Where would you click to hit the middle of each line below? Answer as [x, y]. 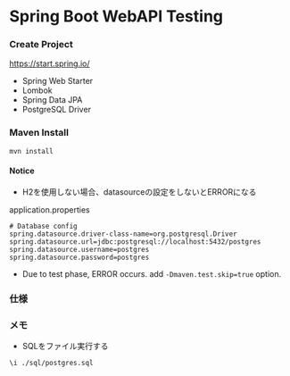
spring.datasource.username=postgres [79, 249]
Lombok [37, 90]
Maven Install [39, 133]
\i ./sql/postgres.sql [51, 363]
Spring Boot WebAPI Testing [116, 17]
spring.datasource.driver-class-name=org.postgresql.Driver [124, 234]
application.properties [50, 209]
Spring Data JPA [52, 100]
